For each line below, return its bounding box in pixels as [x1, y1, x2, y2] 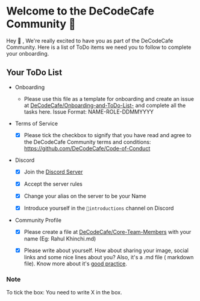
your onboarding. [6, 50, 49, 57]
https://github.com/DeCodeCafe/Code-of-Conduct [23, 144, 151, 152]
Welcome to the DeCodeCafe [6, 4, 155, 18]
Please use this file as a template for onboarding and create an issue [23, 95, 195, 102]
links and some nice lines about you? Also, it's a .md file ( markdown [23, 254, 194, 261]
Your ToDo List [6, 68, 62, 78]
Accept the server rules [23, 180, 83, 187]
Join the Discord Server [23, 168, 83, 175]
